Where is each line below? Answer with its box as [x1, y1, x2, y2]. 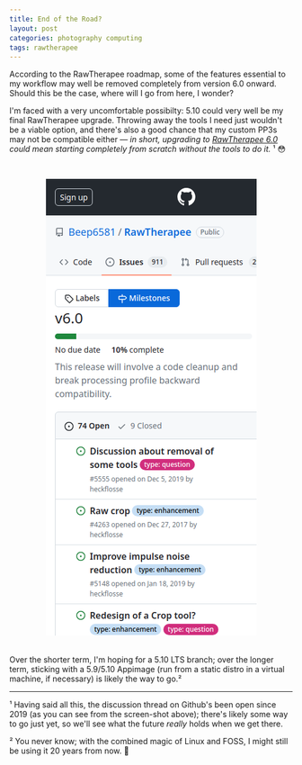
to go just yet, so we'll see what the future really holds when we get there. [9, 718, 283, 729]
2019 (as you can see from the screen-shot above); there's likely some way [9, 709, 289, 720]
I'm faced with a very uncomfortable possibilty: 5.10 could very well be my [9, 105, 284, 116]
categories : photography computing [9, 33, 143, 42]
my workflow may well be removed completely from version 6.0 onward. [9, 78, 277, 89]
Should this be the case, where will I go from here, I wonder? [9, 88, 234, 99]
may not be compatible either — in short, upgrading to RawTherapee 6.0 [9, 134, 279, 145]
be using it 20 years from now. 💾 [9, 745, 129, 756]
